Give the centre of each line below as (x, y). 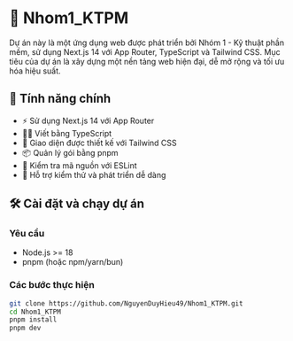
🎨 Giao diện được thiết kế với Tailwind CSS (99, 143)
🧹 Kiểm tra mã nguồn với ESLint (79, 165)
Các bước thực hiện (52, 285)
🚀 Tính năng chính (60, 99)
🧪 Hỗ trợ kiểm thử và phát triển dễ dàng (94, 174)
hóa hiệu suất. (35, 71)
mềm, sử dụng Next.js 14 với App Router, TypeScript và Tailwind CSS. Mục (145, 51)
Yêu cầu (27, 234)
